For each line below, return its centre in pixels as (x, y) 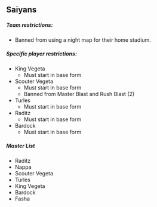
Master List (21, 146)
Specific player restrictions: (42, 54)
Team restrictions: (30, 25)
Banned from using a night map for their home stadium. (83, 40)
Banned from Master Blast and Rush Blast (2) (79, 94)
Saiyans (21, 10)
